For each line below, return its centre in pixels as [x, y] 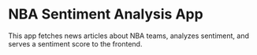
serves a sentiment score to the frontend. [75, 43]
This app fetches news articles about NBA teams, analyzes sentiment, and [129, 36]
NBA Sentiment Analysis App [106, 14]
